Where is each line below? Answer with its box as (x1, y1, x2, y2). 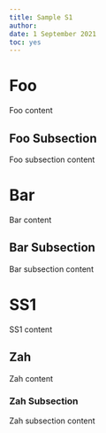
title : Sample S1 (9, 12, 73, 22)
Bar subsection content (9, 263, 95, 274)
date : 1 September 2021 (9, 29, 97, 38)
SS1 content (9, 324, 53, 335)
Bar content (9, 214, 52, 225)
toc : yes (9, 37, 42, 47)
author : (9, 21, 38, 30)
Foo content (9, 105, 53, 116)
